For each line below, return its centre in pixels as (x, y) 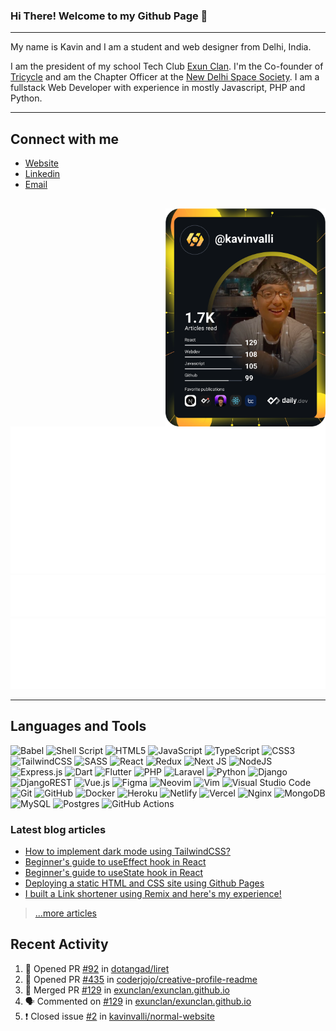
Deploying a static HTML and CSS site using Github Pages (144, 883)
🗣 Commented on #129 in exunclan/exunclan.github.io (138, 1001)
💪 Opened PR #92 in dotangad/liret (97, 968)
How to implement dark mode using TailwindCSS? (127, 851)
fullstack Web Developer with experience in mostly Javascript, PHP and (158, 88)
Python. (26, 98)
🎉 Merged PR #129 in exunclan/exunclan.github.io (127, 990)
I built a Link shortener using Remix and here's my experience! (153, 893)
